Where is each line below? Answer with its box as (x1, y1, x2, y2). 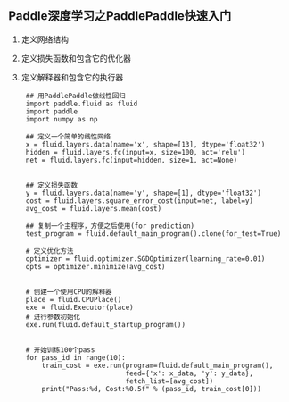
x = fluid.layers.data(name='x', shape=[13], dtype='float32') (25, 139, 266, 149)
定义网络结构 (21, 34, 69, 45)
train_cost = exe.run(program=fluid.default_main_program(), (41, 361, 274, 370)
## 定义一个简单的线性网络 (25, 132, 111, 141)
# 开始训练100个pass (25, 345, 95, 355)
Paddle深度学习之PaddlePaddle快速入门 (8, 8, 232, 24)
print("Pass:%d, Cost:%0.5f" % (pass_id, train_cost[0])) (41, 384, 262, 393)
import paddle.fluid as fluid (25, 99, 138, 108)
